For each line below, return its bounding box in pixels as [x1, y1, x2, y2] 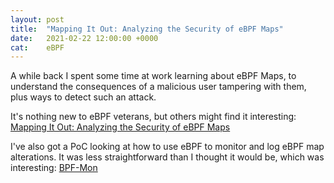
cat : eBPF [10, 42, 65, 53]
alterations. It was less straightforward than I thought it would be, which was [10, 151, 325, 163]
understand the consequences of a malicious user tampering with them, [10, 81, 307, 93]
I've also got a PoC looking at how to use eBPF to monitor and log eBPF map [10, 141, 325, 153]
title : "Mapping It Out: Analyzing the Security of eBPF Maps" [10, 24, 284, 34]
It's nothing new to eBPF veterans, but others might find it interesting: [10, 111, 297, 123]
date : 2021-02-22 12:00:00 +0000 [10, 33, 159, 43]
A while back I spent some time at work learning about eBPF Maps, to [10, 70, 297, 82]
